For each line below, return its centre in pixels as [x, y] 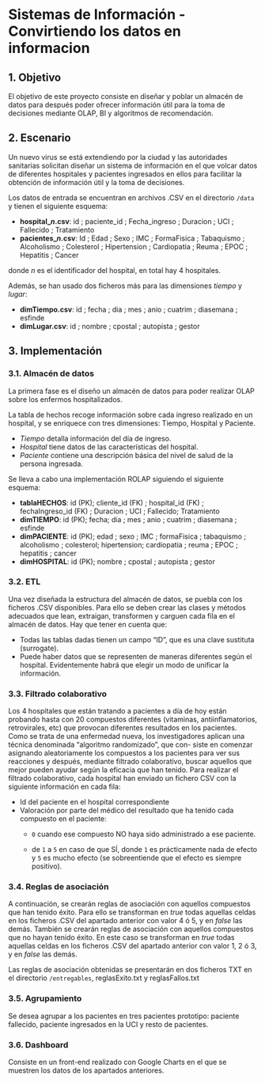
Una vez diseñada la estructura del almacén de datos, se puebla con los [125, 599]
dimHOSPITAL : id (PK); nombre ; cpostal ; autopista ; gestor [117, 561]
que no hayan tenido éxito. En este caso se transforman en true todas [121, 937]
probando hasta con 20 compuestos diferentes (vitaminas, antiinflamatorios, [132, 719]
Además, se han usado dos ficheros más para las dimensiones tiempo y [125, 286]
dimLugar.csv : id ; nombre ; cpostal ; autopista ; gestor [110, 326]
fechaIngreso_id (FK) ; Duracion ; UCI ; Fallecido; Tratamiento [119, 511]
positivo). [47, 866]
